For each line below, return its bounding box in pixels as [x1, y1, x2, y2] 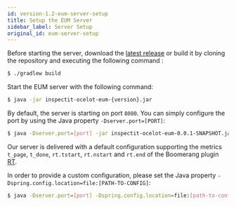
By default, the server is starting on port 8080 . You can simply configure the [7, 109, 225, 117]
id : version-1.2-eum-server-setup [7, 10, 109, 18]
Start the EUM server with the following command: [7, 83, 153, 91]
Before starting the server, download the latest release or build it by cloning [7, 49, 225, 57]
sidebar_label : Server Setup [7, 23, 93, 30]
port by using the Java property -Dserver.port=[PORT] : [7, 116, 166, 125]
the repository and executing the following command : [7, 57, 164, 65]
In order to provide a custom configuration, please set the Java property [7, 171, 216, 179]
